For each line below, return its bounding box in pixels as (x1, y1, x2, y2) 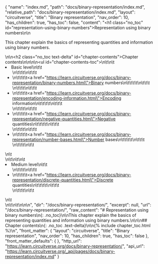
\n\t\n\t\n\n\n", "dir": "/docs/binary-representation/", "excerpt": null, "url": (5, 202, 152, 208)
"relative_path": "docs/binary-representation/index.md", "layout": (5, 9, 136, 15)
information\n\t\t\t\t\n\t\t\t (12, 101, 63, 106)
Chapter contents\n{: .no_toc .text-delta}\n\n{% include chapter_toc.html (5, 223, 151, 228)
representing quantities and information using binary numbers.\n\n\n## (5, 217, 147, 223)
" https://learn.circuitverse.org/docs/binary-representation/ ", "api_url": (5, 243, 145, 249)
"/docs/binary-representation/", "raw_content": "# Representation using (5, 207, 149, 213)
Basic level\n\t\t (11, 64, 42, 70)
